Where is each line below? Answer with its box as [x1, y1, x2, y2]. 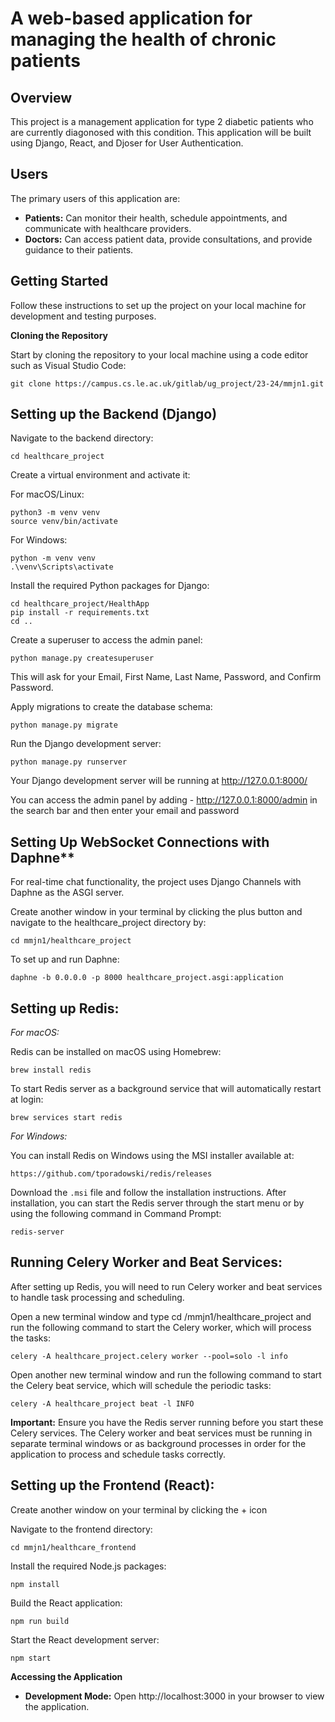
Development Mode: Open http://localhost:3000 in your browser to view [24, 1690, 325, 1702]
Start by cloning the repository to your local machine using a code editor [10, 348, 309, 361]
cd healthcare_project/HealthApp [10, 599, 150, 609]
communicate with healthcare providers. [24, 222, 192, 234]
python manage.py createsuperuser [10, 653, 155, 664]
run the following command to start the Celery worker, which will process [10, 1321, 312, 1333]
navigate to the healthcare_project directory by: [10, 917, 207, 929]
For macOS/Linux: [10, 488, 85, 501]
